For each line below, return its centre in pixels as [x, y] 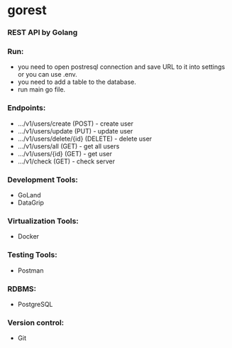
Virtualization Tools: [43, 221]
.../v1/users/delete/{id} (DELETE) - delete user [85, 138]
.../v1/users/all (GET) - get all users [68, 146]
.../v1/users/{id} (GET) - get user [65, 153]
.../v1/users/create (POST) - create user [75, 124]
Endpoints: [27, 108]
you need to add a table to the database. [77, 82]
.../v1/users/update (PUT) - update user [75, 131]
